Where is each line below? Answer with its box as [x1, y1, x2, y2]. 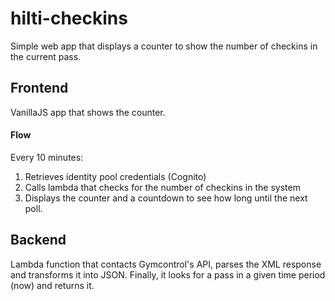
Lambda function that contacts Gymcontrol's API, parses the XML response [10, 258, 322, 270]
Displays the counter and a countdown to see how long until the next [24, 192, 308, 204]
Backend [10, 232, 67, 249]
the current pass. [10, 50, 82, 62]
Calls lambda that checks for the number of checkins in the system [24, 181, 301, 193]
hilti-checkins [10, 7, 128, 30]
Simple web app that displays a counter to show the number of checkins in [10, 40, 318, 52]
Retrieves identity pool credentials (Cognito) [24, 170, 207, 182]
